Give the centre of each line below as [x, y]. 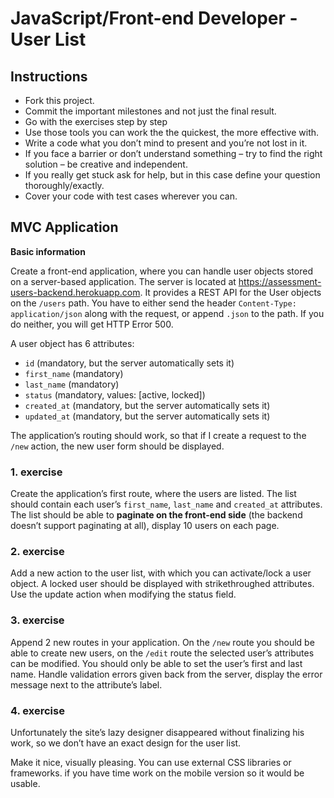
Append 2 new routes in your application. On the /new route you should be [162, 642]
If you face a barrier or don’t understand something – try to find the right [173, 153]
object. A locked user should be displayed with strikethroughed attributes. [162, 584]
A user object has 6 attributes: [72, 343]
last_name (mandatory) [72, 384]
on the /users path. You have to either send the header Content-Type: [153, 303]
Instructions [49, 76]
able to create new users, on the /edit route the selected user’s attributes [162, 653]
